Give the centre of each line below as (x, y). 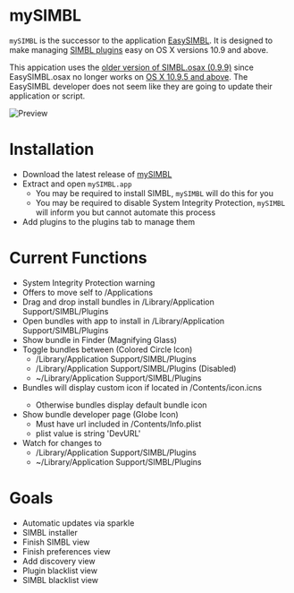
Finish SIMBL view (56, 542)
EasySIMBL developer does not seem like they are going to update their (141, 86)
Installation (52, 150)
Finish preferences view (67, 551)
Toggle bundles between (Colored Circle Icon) (107, 349)
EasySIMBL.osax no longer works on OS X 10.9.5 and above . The (129, 76)
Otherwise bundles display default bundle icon (121, 405)
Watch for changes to (62, 443)
